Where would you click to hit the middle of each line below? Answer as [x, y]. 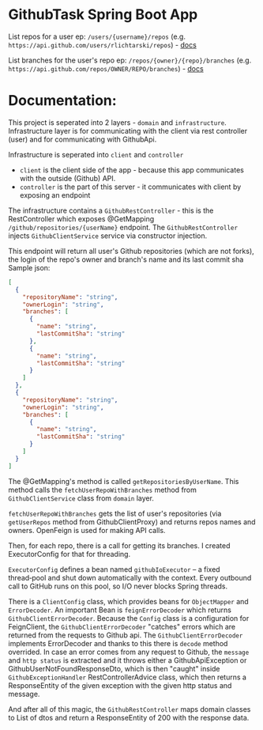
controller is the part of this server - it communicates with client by [130, 187]
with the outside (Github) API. [68, 178]
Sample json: [29, 267]
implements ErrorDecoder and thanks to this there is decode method [118, 643]
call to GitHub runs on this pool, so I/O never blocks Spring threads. [118, 586]
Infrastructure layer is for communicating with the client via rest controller [128, 130]
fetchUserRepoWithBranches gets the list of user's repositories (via [115, 513]
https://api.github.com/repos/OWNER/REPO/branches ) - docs [106, 68]
